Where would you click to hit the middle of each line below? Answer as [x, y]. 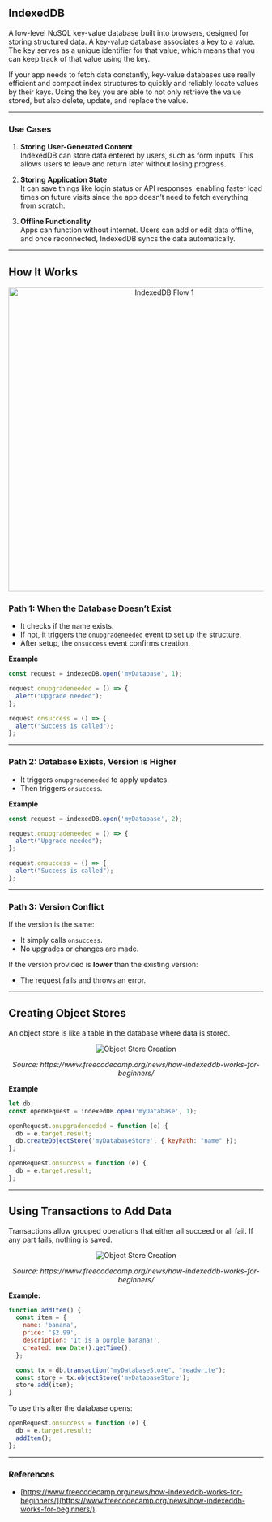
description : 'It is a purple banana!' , [92, 1340]
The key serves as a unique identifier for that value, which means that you [132, 50]
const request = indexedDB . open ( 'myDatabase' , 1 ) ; [96, 674]
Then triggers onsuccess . [61, 788]
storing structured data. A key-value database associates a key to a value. [132, 41]
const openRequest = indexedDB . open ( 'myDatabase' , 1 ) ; [103, 1111]
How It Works [43, 272]
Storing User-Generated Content [76, 147]
